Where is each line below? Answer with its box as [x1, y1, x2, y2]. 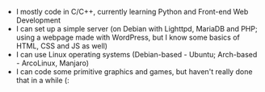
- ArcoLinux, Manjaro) [15, 58, 90, 68]
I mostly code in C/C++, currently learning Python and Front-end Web [15, 7, 249, 16]
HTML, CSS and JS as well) [15, 41, 107, 51]
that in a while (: [15, 76, 70, 85]
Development [15, 15, 61, 25]
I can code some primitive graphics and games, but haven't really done [15, 67, 253, 76]
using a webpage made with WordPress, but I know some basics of [15, 32, 241, 42]
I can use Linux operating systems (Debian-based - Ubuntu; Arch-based [15, 50, 258, 59]
